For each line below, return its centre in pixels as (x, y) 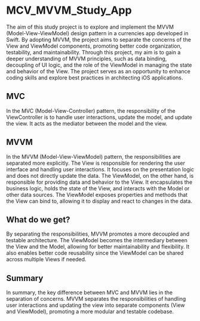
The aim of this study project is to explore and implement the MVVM (90, 27)
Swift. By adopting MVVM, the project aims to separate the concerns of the (99, 39)
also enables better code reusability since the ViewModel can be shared (95, 253)
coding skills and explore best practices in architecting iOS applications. (95, 78)
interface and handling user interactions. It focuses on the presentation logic (100, 169)
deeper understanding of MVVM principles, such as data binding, (87, 58)
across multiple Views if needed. (46, 260)
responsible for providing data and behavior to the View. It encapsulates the (99, 182)
